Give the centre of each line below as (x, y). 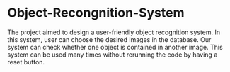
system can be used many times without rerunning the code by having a (113, 55)
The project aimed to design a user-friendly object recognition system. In (114, 32)
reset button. (26, 62)
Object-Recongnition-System (96, 13)
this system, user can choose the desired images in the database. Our (109, 39)
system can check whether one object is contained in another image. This (115, 47)
